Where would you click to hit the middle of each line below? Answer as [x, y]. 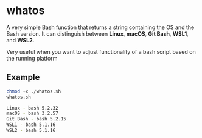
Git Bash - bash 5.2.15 [37, 119]
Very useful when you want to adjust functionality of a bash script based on [101, 51]
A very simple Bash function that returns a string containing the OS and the [100, 27]
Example [23, 77]
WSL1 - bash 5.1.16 [31, 125]
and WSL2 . [20, 40]
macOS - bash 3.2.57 [33, 113]
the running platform [32, 58]
